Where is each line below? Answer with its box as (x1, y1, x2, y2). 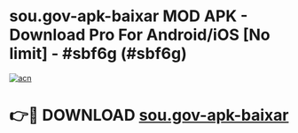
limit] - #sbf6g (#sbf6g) (9, 44, 188, 63)
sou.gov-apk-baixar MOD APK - (9, 6, 248, 26)
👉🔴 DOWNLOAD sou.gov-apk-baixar (9, 106, 289, 125)
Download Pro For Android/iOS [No (9, 25, 271, 45)
